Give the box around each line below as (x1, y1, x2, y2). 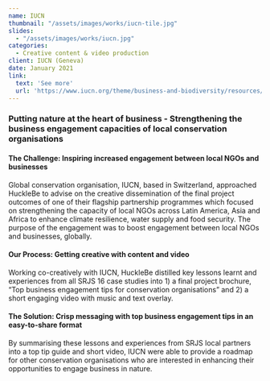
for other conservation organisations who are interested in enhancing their (8, 355, 255, 365)
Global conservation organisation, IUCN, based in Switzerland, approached (8, 180, 257, 189)
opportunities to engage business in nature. (8, 363, 153, 373)
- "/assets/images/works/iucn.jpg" (15, 34, 135, 43)
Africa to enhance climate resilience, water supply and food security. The (8, 214, 252, 224)
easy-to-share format (8, 320, 83, 330)
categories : (8, 42, 48, 50)
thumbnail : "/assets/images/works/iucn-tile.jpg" (8, 19, 178, 27)
